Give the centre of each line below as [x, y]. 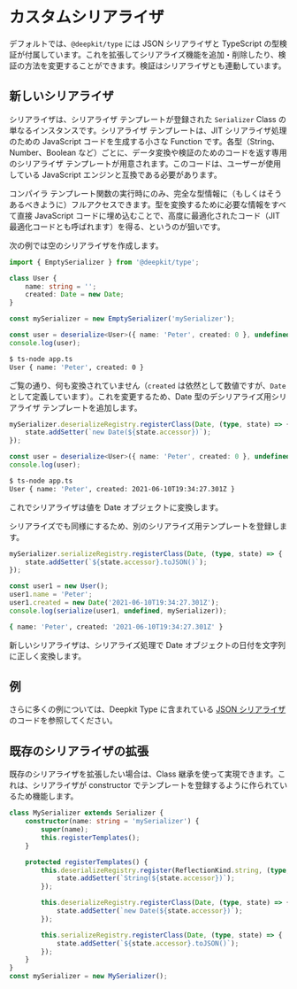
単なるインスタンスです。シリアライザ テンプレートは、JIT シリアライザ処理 [148, 130]
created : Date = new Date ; [75, 295]
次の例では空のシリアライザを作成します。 [86, 245]
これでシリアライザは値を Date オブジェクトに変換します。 [116, 507]
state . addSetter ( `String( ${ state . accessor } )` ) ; [146, 878]
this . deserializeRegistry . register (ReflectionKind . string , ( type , [166, 870]
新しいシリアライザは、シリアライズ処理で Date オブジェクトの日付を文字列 [148, 645]
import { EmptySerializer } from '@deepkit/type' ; [104, 262]
